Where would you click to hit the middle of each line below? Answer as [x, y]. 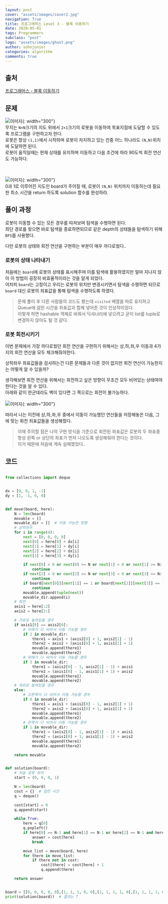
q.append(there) [58, 870]
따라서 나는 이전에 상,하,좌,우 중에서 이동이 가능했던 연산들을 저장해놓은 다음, [80, 415]
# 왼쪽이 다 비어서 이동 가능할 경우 [55, 723]
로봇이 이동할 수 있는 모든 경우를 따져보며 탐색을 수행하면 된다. [66, 223]
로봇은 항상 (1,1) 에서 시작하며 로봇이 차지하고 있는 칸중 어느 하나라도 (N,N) [79, 140]
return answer [29, 879]
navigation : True [23, 19]
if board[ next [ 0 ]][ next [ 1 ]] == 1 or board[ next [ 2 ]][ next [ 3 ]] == [91, 583]
